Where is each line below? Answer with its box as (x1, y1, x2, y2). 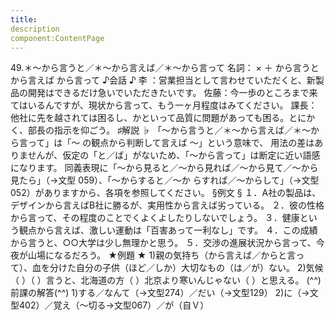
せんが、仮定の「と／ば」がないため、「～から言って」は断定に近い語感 (27, 149, 321, 161)
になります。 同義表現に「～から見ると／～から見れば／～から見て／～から (10, 162, 319, 174)
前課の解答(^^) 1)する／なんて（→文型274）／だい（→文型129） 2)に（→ (10, 287, 310, 299)
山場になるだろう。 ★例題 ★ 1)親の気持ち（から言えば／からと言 (27, 249, 297, 261)
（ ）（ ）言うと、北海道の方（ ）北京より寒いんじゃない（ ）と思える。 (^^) (10, 274, 322, 286)
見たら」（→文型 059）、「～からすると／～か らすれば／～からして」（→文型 (10, 174, 320, 186)
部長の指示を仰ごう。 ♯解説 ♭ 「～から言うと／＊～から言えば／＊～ (27, 124, 311, 136)
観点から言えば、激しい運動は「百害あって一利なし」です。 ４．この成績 (18, 224, 318, 236)
